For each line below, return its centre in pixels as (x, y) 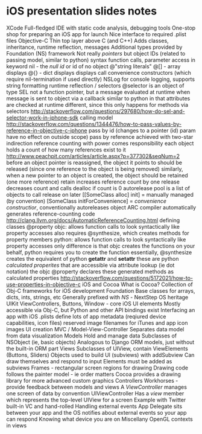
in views (17, 425)
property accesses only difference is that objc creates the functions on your (101, 246)
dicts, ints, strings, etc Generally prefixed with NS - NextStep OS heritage (97, 297)
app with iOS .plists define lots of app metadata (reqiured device (86, 316)
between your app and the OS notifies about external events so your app (96, 412)
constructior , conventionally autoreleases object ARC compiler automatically (101, 207)
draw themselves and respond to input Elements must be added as (89, 361)
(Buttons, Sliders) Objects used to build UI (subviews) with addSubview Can (100, 355)
